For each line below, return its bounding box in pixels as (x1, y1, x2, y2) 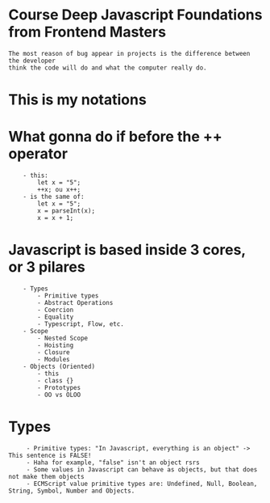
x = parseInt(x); (37, 207, 95, 215)
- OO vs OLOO (37, 391, 81, 399)
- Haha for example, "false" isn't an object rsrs (26, 459, 200, 467)
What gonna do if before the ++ (8, 128, 223, 146)
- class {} (37, 377, 74, 385)
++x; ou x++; (37, 186, 81, 194)
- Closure (37, 349, 70, 357)
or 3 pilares (8, 258, 86, 277)
